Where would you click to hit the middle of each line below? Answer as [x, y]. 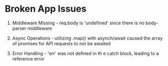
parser [19, 28]
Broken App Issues [46, 9]
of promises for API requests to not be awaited [61, 43]
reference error [28, 58]
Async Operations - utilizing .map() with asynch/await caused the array [87, 38]
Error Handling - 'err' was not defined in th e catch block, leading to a [86, 53]
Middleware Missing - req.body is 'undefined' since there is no [78, 23]
